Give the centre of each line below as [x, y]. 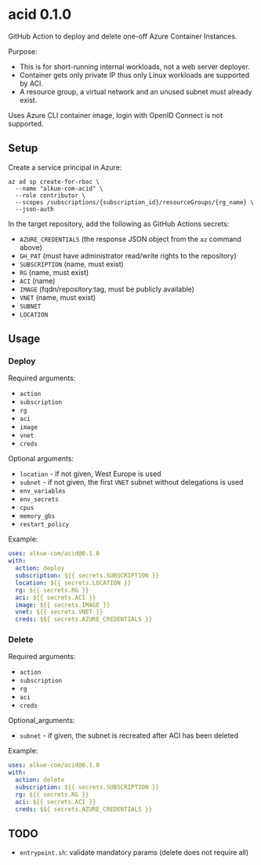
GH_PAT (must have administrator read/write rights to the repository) [128, 255]
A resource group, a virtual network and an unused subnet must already [136, 91]
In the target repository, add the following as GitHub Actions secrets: [119, 224]
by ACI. [31, 83]
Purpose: [23, 51]
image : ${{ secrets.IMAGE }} [63, 605]
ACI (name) [37, 280]
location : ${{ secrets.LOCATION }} [73, 583]
